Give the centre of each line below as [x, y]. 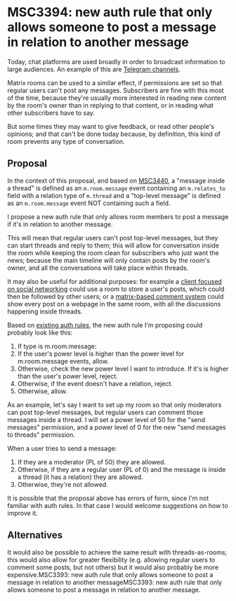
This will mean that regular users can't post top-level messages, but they [113, 237]
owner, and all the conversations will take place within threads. [98, 268]
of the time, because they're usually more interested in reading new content [117, 98]
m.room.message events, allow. [63, 361]
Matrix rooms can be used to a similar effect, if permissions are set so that [115, 82]
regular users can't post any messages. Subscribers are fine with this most [116, 90]
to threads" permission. [41, 435]
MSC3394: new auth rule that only [110, 12]
